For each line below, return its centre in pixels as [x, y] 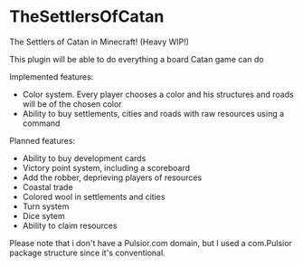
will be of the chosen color [72, 104]
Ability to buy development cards [84, 158]
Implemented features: [52, 76]
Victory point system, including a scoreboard [106, 167]
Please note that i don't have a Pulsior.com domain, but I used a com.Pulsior [151, 243]
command [41, 123]
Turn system [46, 206]
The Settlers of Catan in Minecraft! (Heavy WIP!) [99, 42]
